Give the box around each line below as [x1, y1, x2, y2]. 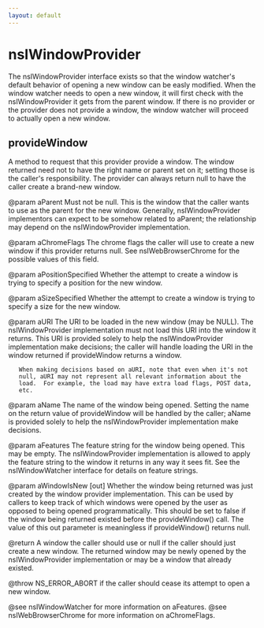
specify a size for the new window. [8, 302, 121, 311]
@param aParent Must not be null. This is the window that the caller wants [8, 198, 250, 207]
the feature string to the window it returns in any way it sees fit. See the [8, 458, 240, 467]
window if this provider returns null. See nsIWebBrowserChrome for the [8, 246, 240, 256]
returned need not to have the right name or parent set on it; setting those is [8, 165, 255, 175]
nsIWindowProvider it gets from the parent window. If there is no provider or [8, 96, 255, 106]
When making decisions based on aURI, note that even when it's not [18, 366, 248, 374]
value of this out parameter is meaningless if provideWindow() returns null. [8, 523, 251, 533]
